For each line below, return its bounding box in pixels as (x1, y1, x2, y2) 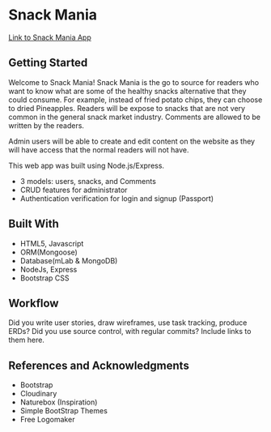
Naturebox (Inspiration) (19, 397, 98, 407)
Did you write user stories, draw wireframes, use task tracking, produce (8, 318, 248, 327)
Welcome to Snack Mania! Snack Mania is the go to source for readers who (8, 77, 260, 87)
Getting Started (8, 56, 88, 70)
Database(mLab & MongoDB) (19, 255, 118, 265)
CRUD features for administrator (19, 185, 128, 195)
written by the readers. (8, 120, 85, 130)
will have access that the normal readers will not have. (8, 144, 189, 155)
